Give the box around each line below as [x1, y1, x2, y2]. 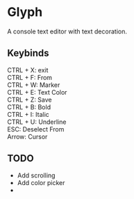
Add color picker [17, 178, 65, 186]
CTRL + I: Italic [7, 110, 50, 118]
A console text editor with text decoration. [7, 27, 127, 35]
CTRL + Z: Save [7, 95, 52, 104]
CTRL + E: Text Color [7, 88, 67, 96]
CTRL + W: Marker [7, 81, 60, 89]
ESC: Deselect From [7, 125, 65, 133]
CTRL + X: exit [7, 65, 49, 74]
